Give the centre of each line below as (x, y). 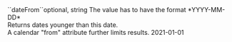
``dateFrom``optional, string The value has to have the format (97, 10)
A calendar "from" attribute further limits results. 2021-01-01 (96, 32)
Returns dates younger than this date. (63, 25)
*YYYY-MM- (207, 10)
